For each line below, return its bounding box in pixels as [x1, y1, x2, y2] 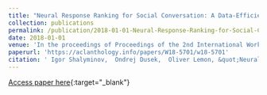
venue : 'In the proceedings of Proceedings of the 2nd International [8, 41, 244, 49]
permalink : [8, 26, 44, 34]
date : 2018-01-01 [8, 33, 66, 42]
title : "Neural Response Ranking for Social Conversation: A [8, 11, 215, 20]
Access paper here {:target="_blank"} [8, 77, 130, 87]
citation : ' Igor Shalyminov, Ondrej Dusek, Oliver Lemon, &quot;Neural [8, 56, 261, 64]
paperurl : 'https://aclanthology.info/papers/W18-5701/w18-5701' [8, 48, 229, 56]
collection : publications [8, 19, 94, 27]
